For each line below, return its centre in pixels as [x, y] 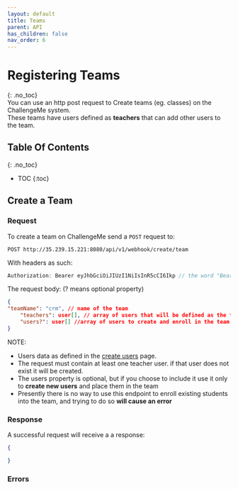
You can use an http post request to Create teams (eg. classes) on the [109, 103]
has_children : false [38, 34]
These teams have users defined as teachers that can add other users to [114, 118]
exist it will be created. [50, 370]
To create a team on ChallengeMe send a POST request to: [91, 236]
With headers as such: [40, 263]
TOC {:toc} [33, 178]
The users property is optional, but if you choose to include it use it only [123, 378]
